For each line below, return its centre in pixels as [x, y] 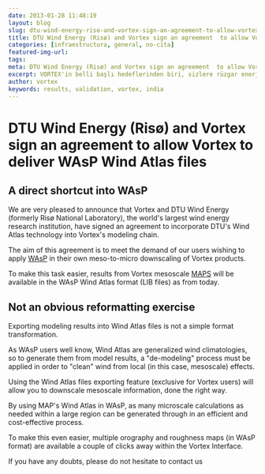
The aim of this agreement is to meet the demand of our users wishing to [127, 250]
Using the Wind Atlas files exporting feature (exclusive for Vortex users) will [131, 382]
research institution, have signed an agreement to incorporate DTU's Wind [129, 227]
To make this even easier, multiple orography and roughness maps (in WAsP [132, 438]
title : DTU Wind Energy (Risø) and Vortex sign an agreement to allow [128, 38]
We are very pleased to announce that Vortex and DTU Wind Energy [119, 209]
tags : [17, 60]
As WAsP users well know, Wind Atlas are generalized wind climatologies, [128, 350]
